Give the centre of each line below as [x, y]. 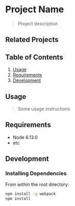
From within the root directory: [37, 184]
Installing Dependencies [36, 174]
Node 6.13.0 [25, 137]
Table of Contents [34, 57]
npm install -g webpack [31, 194]
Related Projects [32, 40]
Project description [38, 24]
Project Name [35, 9]
